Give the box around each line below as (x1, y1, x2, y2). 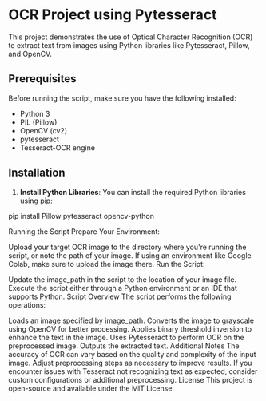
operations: (8, 300, 46, 309)
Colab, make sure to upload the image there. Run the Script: (8, 259, 205, 268)
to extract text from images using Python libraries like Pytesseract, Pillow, (8, 40, 250, 50)
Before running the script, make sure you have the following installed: (8, 93, 237, 103)
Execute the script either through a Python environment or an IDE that (8, 283, 237, 292)
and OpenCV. (8, 49, 52, 58)
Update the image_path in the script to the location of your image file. (8, 274, 237, 284)
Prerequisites (8, 72, 77, 85)
